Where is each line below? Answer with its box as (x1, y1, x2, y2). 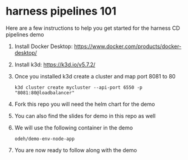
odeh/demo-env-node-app (14, 136, 75, 142)
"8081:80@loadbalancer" (14, 89, 75, 96)
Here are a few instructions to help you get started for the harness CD (5, 24, 180, 32)
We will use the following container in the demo (14, 123, 133, 131)
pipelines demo (5, 30, 44, 38)
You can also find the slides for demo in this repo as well (14, 112, 156, 119)
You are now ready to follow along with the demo (14, 146, 137, 153)
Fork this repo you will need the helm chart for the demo (14, 100, 155, 108)
